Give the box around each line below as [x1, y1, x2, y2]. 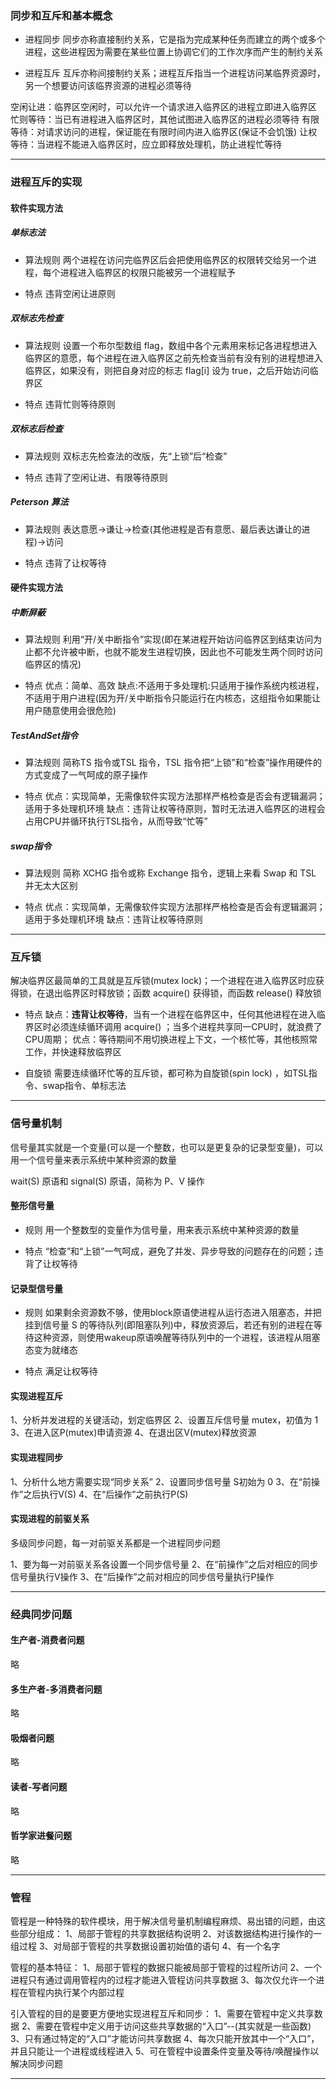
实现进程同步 [10, 1451, 63, 1463]
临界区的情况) [24, 658, 82, 671]
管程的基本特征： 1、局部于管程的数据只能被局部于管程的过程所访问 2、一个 [10, 1962, 323, 1974]
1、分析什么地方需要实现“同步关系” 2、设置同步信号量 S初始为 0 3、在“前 [10, 1475, 312, 1487]
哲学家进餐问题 [10, 1830, 72, 1842]
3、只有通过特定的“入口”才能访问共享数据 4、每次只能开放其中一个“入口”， [10, 2033, 320, 2045]
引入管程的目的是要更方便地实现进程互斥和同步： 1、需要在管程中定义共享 [10, 2008, 315, 2020]
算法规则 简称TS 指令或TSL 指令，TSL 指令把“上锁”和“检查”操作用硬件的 [24, 757, 323, 769]
